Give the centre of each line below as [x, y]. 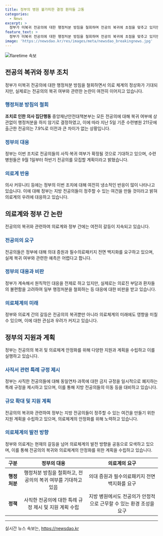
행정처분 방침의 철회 [27, 105]
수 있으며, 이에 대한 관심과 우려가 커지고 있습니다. [52, 320]
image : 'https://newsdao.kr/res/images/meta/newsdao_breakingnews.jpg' [79, 41]
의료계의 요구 [122, 463]
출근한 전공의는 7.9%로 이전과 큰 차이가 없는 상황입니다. [58, 128]
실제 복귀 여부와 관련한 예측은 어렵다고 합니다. [49, 258]
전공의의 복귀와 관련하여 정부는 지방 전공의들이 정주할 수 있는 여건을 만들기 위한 [80, 413]
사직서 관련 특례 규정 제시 [33, 369]
